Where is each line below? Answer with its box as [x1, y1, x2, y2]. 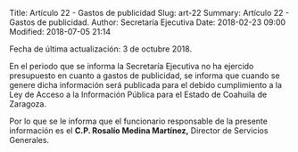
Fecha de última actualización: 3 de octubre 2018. [9, 44, 193, 54]
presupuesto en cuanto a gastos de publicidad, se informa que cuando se [9, 70, 280, 81]
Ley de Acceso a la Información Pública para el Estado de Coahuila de [9, 89, 268, 100]
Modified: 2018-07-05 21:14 [9, 27, 112, 36]
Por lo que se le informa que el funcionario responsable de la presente [9, 116, 268, 126]
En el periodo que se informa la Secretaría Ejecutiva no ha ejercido [9, 61, 254, 71]
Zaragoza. [9, 99, 47, 109]
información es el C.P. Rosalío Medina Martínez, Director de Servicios [9, 125, 269, 136]
